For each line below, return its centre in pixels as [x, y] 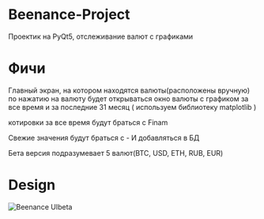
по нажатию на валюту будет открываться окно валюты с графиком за [128, 98]
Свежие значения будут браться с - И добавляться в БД [104, 138]
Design [32, 185]
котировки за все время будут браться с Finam [88, 122]
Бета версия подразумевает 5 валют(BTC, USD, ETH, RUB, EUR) [116, 153]
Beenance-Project [69, 15]
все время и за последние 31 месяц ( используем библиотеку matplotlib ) [132, 107]
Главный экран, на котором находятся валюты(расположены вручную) [129, 90]
